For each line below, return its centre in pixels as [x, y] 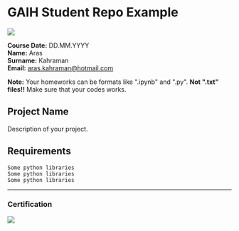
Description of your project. [48, 129]
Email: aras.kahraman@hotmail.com [60, 68]
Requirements [39, 151]
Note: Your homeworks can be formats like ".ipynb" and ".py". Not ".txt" [113, 82]
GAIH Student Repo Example [93, 12]
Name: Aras [25, 53]
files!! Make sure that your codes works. [67, 89]
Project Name [38, 112]
